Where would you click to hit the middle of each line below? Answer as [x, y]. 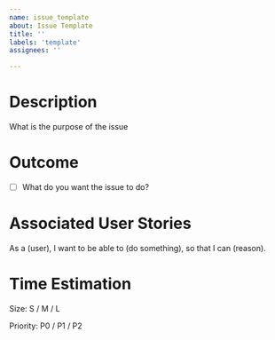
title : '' [27, 34]
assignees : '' [35, 51]
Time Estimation [70, 284]
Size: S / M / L [35, 308]
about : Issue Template [51, 26]
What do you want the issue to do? [85, 187]
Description [53, 102]
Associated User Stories [101, 224]
